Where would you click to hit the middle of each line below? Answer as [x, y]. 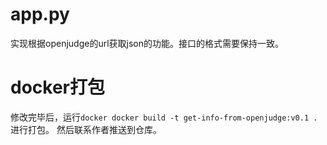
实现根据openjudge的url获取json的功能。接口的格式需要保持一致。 [147, 43]
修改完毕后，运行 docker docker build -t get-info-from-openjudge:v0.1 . [164, 117]
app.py [40, 14]
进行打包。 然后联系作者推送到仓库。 [86, 129]
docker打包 [57, 87]
